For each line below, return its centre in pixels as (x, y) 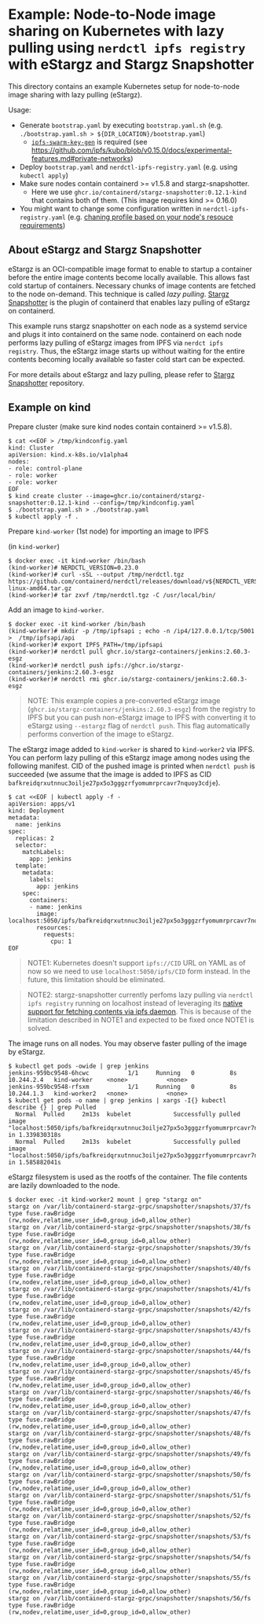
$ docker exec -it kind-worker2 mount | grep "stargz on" (105, 1200)
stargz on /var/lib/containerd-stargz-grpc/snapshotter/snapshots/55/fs (130, 1578)
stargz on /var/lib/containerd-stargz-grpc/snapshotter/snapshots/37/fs (130, 1206)
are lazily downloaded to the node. (64, 1185)
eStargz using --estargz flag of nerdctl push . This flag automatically (139, 725)
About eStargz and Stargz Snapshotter (105, 250)
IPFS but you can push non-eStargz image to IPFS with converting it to (141, 717)
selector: (31, 845)
